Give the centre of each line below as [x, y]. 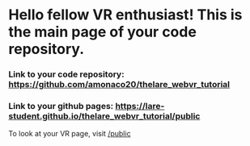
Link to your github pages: [61, 106]
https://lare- [140, 106]
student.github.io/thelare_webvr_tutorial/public [104, 116]
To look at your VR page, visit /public [70, 134]
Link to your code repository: [66, 74]
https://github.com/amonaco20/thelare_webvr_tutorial [119, 85]
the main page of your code [102, 32]
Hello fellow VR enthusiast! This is [125, 15]
